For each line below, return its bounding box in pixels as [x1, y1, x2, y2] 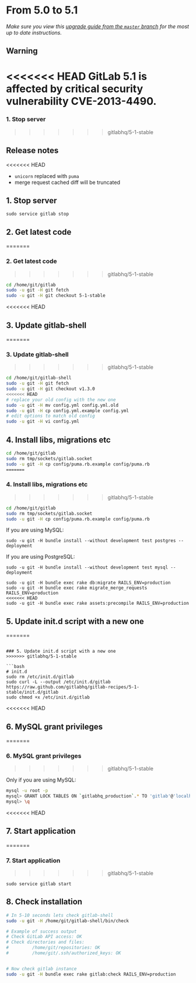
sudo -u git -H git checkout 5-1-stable [6, 293, 106, 299]
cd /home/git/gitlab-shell [6, 375, 72, 381]
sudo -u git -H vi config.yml [6, 419, 80, 424]
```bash [6, 664, 25, 670]
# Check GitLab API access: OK [6, 934, 82, 940]
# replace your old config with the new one [6, 396, 116, 403]
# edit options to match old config [6, 413, 95, 419]
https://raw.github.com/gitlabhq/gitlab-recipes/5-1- [6, 684, 140, 690]
